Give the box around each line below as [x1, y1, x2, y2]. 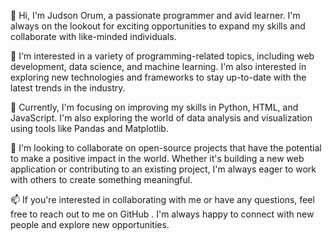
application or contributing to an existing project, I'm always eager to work [10, 163, 317, 175]
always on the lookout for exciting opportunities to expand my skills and [10, 20, 306, 32]
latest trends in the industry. [10, 82, 126, 94]
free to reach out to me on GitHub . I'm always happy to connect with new [10, 208, 315, 220]
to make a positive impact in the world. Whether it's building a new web [10, 153, 305, 164]
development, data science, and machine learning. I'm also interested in [10, 61, 307, 72]
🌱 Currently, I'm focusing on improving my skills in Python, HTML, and [10, 101, 299, 113]
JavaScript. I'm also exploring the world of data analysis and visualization [10, 112, 313, 124]
